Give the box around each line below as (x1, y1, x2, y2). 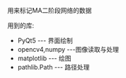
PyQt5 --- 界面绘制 (17, 36, 73, 45)
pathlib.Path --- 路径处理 (17, 63, 90, 71)
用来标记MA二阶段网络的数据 (7, 6, 92, 14)
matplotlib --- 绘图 (17, 54, 71, 62)
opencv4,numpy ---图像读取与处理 (17, 45, 119, 53)
